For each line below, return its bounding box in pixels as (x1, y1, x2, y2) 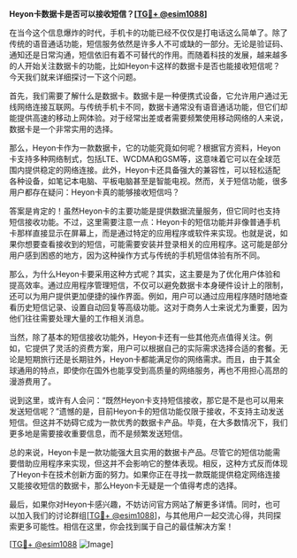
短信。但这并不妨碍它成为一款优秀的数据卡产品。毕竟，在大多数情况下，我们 (9, 417, 288, 428)
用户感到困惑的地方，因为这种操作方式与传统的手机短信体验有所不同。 (9, 250, 265, 260)
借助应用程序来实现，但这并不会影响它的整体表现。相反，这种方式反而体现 (16, 458, 288, 469)
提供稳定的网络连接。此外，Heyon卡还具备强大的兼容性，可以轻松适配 (24, 165, 281, 175)
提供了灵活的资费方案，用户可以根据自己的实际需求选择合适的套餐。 (32, 343, 280, 353)
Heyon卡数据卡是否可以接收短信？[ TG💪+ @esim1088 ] (9, 9, 208, 19)
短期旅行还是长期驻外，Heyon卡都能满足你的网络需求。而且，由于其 (24, 354, 273, 364)
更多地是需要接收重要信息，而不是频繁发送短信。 (9, 429, 187, 438)
